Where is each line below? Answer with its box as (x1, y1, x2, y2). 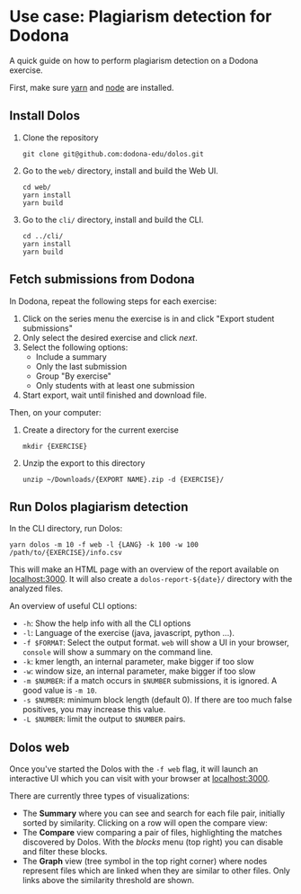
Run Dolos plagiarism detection (9, 499, 189, 514)
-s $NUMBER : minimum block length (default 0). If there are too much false (22, 694, 293, 705)
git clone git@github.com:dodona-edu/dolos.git (22, 149, 204, 158)
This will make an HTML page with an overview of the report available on (9, 564, 279, 575)
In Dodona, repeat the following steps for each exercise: (9, 295, 217, 307)
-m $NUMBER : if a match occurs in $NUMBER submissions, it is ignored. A (22, 675, 278, 686)
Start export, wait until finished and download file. (22, 389, 207, 400)
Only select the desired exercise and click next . (22, 332, 198, 343)
